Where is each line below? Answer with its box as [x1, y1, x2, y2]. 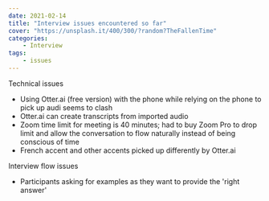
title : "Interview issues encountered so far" [8, 19, 167, 27]
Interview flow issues [8, 161, 79, 170]
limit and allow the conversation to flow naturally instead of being [19, 128, 236, 137]
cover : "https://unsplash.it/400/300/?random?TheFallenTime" [8, 27, 218, 35]
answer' [19, 185, 47, 195]
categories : [8, 34, 48, 43]
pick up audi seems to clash [19, 102, 113, 113]
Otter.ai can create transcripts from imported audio [19, 111, 189, 121]
